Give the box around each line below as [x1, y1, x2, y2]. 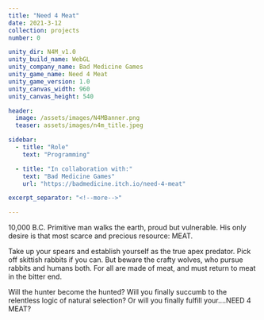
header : [8, 106, 34, 115]
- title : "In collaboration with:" [15, 164, 133, 173]
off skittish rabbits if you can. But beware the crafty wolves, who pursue [8, 255, 243, 264]
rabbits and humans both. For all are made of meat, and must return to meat [8, 264, 256, 273]
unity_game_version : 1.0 [8, 77, 90, 86]
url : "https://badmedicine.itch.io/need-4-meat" [22, 179, 186, 187]
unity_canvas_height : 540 [8, 92, 94, 100]
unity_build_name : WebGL [8, 56, 90, 64]
